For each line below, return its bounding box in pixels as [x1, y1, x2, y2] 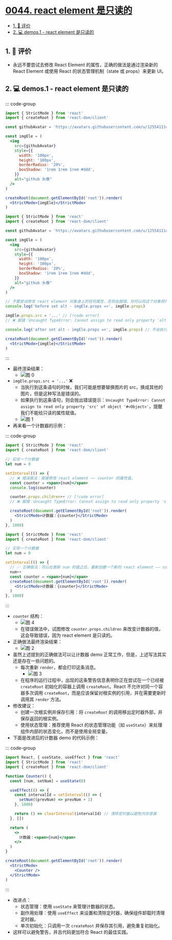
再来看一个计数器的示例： [12, 423, 67, 429]
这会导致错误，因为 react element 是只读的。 [20, 632, 115, 638]
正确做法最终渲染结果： [12, 639, 62, 645]
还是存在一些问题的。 [12, 658, 58, 664]
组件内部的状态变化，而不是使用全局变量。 [20, 728, 111, 735]
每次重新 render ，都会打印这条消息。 [20, 664, 99, 671]
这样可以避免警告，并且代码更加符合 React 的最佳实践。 [12, 929, 131, 935]
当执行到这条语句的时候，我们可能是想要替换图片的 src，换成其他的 [20, 384, 163, 390]
